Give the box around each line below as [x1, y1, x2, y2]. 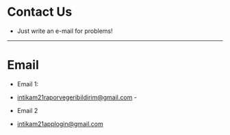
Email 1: [16, 79, 39, 88]
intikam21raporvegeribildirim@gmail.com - [16, 93, 137, 101]
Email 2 [16, 106, 38, 114]
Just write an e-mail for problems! [16, 27, 113, 35]
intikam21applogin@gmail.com [16, 119, 104, 127]
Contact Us [7, 4, 73, 20]
